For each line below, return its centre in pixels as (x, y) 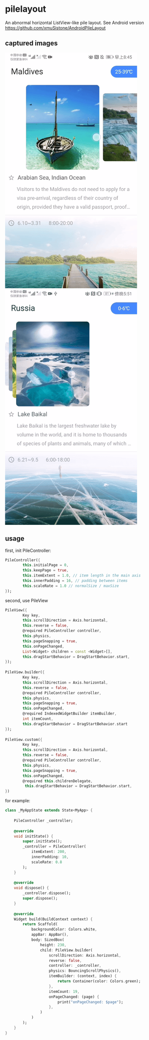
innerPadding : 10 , (50, 857)
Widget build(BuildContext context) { (53, 919)
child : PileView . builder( (66, 950)
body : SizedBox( (48, 940)
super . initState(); (43, 841)
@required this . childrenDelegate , (58, 781)
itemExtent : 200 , (49, 852)
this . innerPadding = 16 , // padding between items (75, 581)
